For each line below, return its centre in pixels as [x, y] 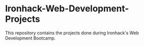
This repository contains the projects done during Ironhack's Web [72, 33]
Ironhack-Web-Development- [67, 9]
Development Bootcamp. [30, 38]
